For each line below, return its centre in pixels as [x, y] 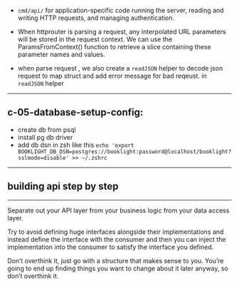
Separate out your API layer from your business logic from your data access [118, 210]
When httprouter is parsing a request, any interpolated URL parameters [122, 32]
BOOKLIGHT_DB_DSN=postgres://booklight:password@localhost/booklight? [124, 152]
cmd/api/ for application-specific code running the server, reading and [121, 10]
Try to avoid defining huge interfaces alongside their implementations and [116, 232]
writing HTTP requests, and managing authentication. [96, 18]
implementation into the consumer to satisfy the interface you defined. [111, 247]
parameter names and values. [61, 54]
